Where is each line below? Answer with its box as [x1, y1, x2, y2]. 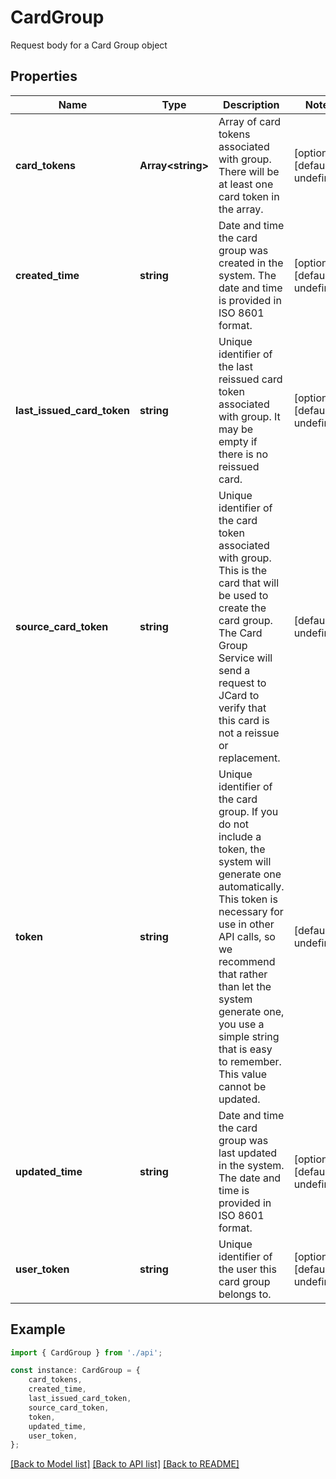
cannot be [218, 1079, 267, 1093]
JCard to [218, 688, 260, 702]
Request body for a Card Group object [10, 39, 168, 51]
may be [218, 422, 254, 436]
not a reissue [218, 726, 280, 740]
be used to [218, 588, 269, 602]
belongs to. [218, 1287, 272, 1301]
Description [223, 97, 280, 111]
